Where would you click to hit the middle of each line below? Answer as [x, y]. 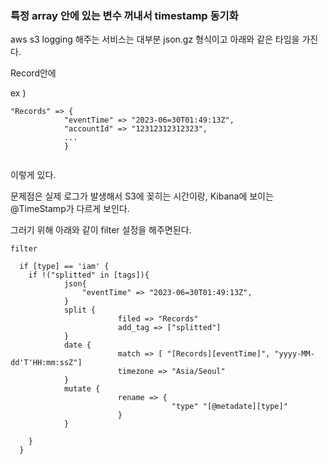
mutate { [82, 389]
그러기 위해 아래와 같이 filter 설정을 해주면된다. [101, 230]
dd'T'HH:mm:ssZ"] [46, 363]
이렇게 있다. [33, 175]
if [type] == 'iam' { [64, 267]
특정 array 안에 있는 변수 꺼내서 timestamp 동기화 [124, 15]
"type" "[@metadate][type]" [229, 407]
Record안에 [33, 73]
